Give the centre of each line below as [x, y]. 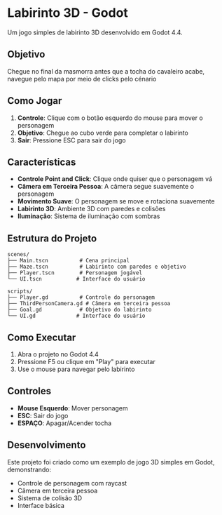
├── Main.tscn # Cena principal [69, 261]
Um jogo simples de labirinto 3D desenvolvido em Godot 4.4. [95, 32]
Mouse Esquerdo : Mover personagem [72, 408]
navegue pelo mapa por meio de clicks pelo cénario [82, 79]
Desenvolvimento [47, 445]
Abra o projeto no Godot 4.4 [58, 354]
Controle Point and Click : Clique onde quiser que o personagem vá [115, 179]
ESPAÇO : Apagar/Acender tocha [64, 423]
